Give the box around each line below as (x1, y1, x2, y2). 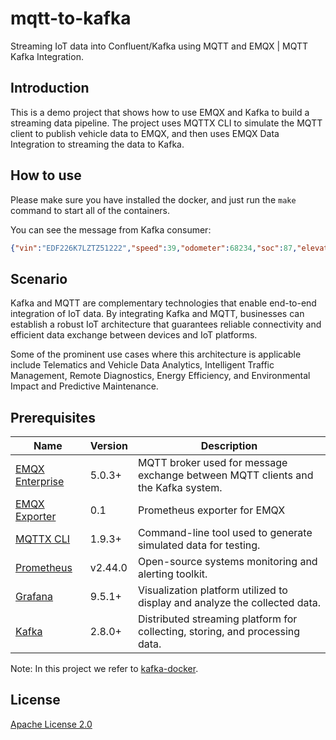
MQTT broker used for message (137, 456, 288, 470)
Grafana (15, 590, 54, 604)
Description (200, 439, 258, 453)
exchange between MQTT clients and (137, 468, 314, 482)
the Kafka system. (137, 481, 223, 495)
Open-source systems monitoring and (137, 555, 318, 569)
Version (89, 439, 128, 453)
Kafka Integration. (10, 50, 84, 62)
